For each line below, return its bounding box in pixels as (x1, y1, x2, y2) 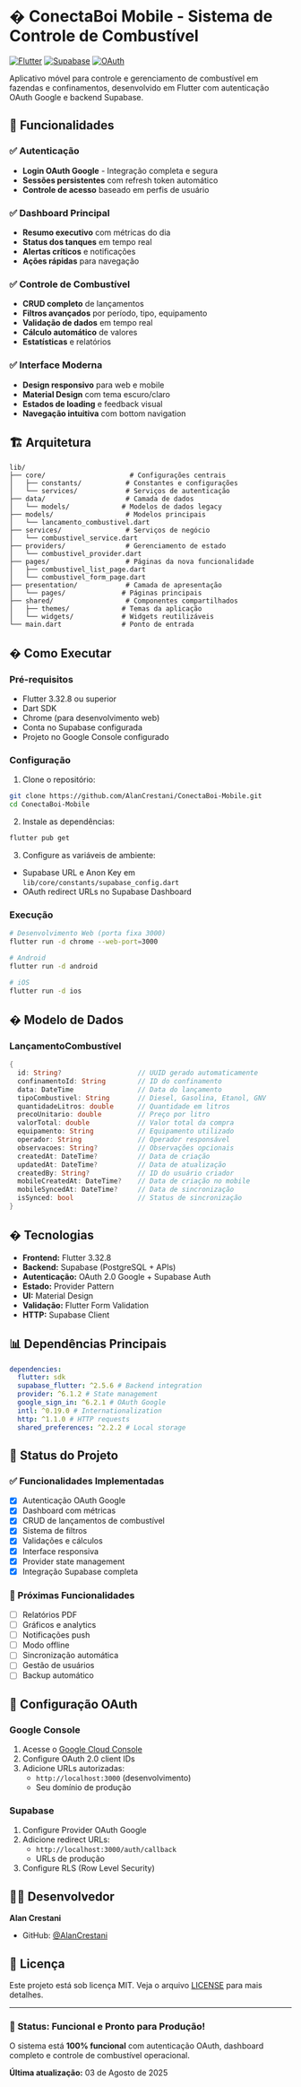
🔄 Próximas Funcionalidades (9, 1588, 135, 1601)
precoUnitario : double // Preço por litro (17, 1110, 211, 1119)
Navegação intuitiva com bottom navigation (21, 408, 186, 419)
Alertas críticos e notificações (21, 246, 136, 257)
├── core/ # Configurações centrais (9, 471, 227, 480)
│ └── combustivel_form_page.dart (9, 573, 146, 582)
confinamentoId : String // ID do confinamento (17, 1076, 222, 1085)
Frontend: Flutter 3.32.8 (21, 1252, 112, 1263)
